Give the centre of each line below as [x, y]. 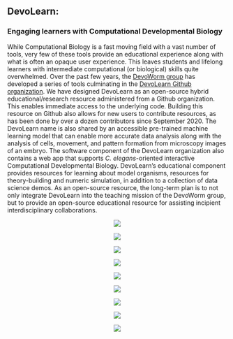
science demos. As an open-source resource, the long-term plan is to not [113, 187]
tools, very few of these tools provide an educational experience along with [115, 54]
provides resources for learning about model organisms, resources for [108, 173]
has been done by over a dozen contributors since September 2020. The [112, 121]
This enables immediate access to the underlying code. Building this [105, 106]
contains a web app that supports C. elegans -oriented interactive [101, 158]
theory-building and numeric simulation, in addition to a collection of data [113, 180]
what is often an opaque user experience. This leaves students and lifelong [115, 62]
